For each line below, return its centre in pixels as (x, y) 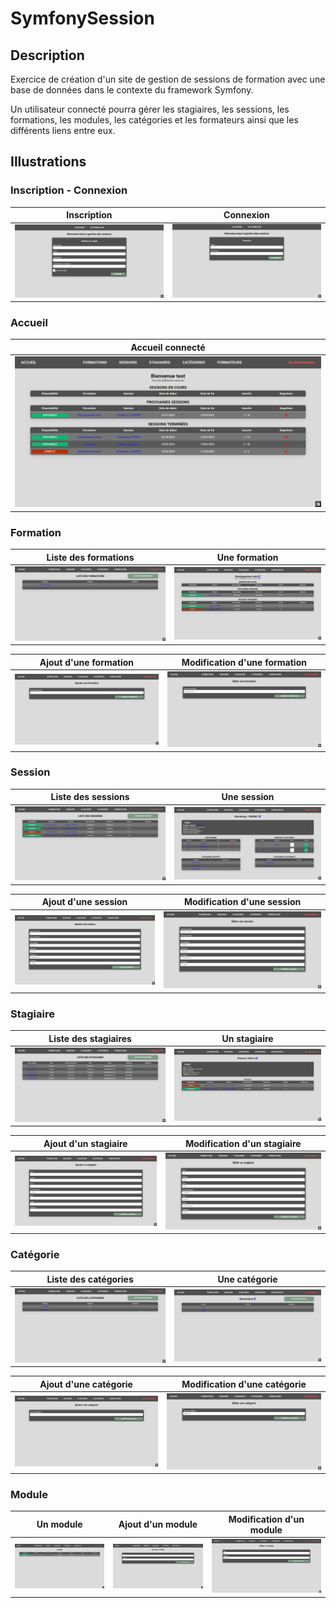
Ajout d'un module (158, 1524)
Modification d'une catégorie (244, 1384)
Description (47, 55)
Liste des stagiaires (90, 1038)
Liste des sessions (90, 797)
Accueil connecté (168, 347)
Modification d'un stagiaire (243, 1143)
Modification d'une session (242, 902)
